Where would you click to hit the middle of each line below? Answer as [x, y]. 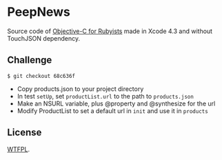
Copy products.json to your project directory [80, 89]
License [24, 133]
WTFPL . [19, 149]
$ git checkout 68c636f [41, 76]
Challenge [30, 60]
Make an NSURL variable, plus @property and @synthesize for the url [116, 103]
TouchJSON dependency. [44, 38]
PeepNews [39, 12]
